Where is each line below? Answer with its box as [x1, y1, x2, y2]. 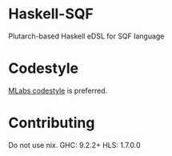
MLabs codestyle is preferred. [8, 86, 108, 95]
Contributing [8, 114, 95, 132]
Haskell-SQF [8, 5, 94, 23]
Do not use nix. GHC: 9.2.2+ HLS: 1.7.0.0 [8, 140, 142, 150]
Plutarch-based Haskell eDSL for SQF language [8, 31, 165, 41]
